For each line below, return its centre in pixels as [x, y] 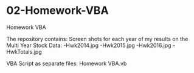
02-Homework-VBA [57, 11]
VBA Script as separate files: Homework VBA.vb [67, 63]
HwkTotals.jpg [24, 51]
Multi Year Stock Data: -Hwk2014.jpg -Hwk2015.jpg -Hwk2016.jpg [89, 45]
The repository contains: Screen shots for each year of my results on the [97, 39]
